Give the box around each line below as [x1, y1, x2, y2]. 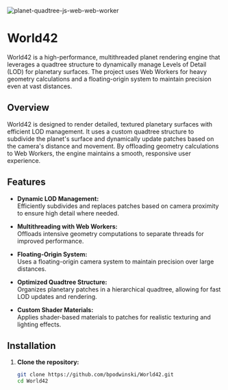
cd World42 [16, 378, 49, 385]
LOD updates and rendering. [16, 292, 97, 300]
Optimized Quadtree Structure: [16, 278, 107, 286]
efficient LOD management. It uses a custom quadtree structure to [7, 127, 194, 135]
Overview [7, 102, 50, 114]
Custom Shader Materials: [16, 305, 94, 314]
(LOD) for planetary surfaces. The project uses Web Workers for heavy [7, 67, 207, 75]
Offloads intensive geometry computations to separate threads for [16, 229, 204, 237]
